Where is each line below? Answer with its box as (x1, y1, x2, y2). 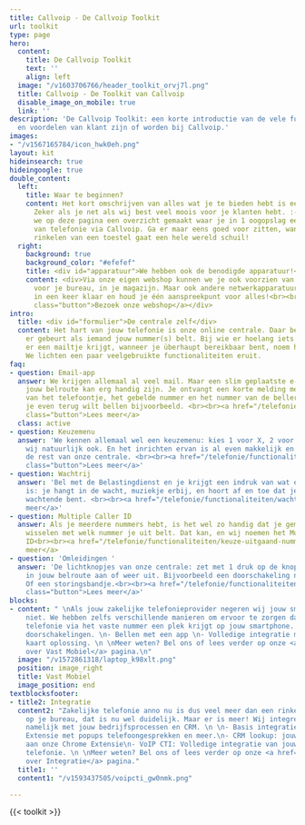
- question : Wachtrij (9, 470, 92, 479)
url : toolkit (9, 22, 59, 31)
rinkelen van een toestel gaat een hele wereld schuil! (33, 233, 250, 242)
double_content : (9, 174, 71, 183)
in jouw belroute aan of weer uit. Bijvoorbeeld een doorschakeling (25, 571, 290, 580)
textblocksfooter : (9, 689, 79, 698)
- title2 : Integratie (9, 697, 92, 707)
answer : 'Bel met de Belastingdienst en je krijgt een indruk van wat (17, 478, 290, 487)
